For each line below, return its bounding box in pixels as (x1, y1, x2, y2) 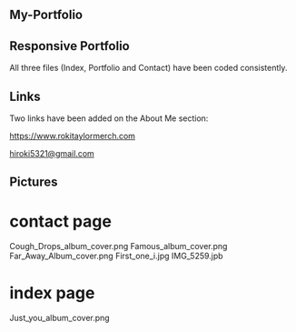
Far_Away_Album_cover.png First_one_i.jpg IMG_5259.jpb (9, 250, 224, 262)
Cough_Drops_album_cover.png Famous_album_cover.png (9, 241, 228, 252)
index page (9, 282, 95, 303)
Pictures (9, 175, 58, 190)
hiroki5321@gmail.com (9, 148, 95, 159)
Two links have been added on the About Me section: (9, 113, 209, 124)
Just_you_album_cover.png (9, 313, 111, 324)
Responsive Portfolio (9, 38, 130, 54)
